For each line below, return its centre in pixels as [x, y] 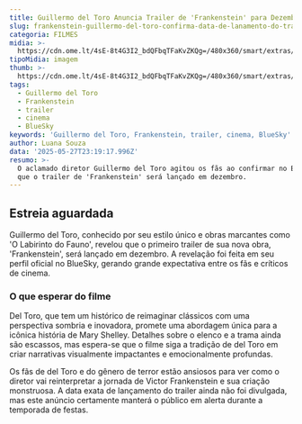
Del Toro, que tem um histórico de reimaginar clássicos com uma [129, 316]
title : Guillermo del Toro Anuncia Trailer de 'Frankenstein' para [138, 18]
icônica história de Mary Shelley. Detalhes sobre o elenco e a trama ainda [145, 335]
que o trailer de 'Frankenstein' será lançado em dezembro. [132, 176]
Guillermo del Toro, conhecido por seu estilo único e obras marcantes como [150, 235]
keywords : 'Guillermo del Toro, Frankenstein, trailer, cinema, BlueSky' [151, 135]
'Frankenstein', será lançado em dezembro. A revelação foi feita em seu [142, 254]
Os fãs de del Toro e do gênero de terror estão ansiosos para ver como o [145, 372]
